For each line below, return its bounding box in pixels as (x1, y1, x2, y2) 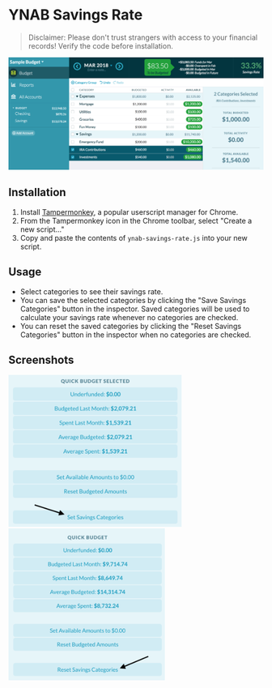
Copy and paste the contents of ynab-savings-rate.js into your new (19, 233, 249, 242)
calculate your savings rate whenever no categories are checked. (19, 312, 239, 322)
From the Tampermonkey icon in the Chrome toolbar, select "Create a (19, 216, 253, 225)
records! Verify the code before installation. (28, 41, 174, 50)
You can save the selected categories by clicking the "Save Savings (19, 295, 247, 305)
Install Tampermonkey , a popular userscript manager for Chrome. (19, 207, 239, 216)
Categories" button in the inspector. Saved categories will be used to (19, 304, 250, 314)
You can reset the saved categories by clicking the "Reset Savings (19, 321, 241, 331)
